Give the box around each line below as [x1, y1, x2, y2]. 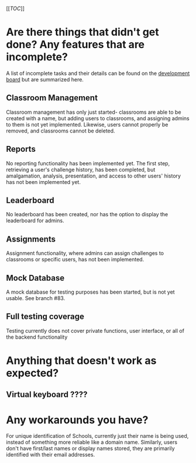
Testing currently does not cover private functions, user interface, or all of [6, 327, 184, 334]
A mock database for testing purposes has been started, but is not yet [6, 288, 175, 295]
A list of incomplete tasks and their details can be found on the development [6, 70, 190, 77]
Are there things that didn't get [6, 26, 159, 39]
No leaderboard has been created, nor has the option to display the [6, 211, 169, 218]
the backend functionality [6, 333, 68, 341]
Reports [6, 144, 36, 154]
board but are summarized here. [6, 76, 84, 83]
